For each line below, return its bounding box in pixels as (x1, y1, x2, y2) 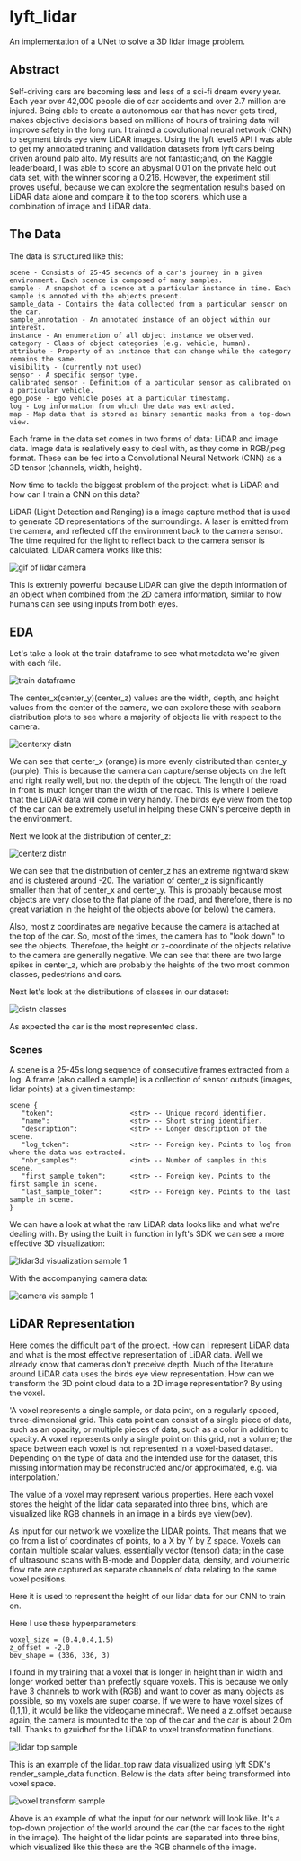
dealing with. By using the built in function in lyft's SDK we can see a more (9, 1228, 285, 1239)
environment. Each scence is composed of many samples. (9, 276, 223, 285)
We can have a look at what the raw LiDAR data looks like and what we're (9, 1218, 280, 1229)
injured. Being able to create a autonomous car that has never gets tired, (9, 105, 278, 116)
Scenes (9, 1044, 43, 1056)
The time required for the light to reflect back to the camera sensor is (9, 535, 265, 546)
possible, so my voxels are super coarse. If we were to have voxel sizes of (9, 1696, 284, 1706)
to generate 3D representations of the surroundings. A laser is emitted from (9, 515, 289, 527)
